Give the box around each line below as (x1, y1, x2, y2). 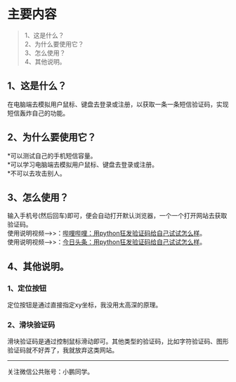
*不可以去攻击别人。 (7, 169, 67, 177)
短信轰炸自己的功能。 (7, 108, 69, 117)
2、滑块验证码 (7, 319, 55, 329)
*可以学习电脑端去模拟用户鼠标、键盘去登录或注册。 (7, 160, 159, 169)
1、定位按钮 (7, 283, 47, 293)
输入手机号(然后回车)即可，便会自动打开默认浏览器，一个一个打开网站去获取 (7, 212, 228, 220)
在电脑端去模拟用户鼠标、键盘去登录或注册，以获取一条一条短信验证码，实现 (7, 100, 229, 108)
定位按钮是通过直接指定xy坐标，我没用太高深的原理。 (7, 300, 162, 310)
